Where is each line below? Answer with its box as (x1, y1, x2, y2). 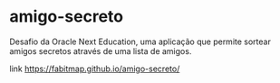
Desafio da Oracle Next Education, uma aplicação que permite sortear (9, 36, 272, 47)
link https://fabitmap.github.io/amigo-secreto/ (9, 63, 180, 74)
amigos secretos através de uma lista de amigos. (9, 45, 192, 56)
